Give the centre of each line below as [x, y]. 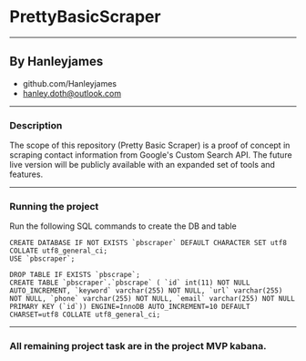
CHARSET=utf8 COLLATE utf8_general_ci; [85, 315]
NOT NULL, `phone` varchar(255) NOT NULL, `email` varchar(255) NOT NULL [153, 299]
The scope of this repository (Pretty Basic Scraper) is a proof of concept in [150, 145]
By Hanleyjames [56, 62]
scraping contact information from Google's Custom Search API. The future [151, 155]
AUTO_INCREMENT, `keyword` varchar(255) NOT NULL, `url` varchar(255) [146, 291]
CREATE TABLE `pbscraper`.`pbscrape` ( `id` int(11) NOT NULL [130, 283]
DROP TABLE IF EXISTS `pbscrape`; [75, 275]
